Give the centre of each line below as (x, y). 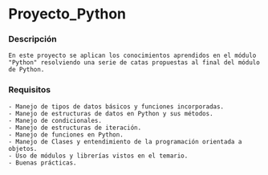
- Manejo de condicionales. (55, 120)
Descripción (33, 39)
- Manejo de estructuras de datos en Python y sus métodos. (111, 113)
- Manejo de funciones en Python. (66, 134)
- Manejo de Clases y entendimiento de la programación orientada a (125, 141)
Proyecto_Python (67, 14)
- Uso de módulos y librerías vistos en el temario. (98, 156)
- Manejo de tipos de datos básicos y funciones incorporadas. (116, 106)
